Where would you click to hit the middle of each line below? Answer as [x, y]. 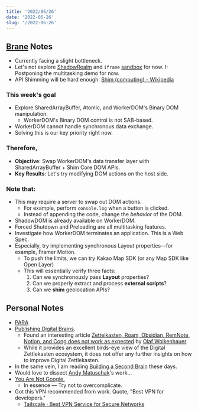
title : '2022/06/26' [32, 12]
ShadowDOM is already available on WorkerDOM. [75, 221]
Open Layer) [39, 265]
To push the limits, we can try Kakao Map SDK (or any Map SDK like [106, 258]
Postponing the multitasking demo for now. [67, 73]
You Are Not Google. [40, 379]
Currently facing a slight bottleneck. [58, 61]
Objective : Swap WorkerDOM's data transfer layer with [82, 161]
